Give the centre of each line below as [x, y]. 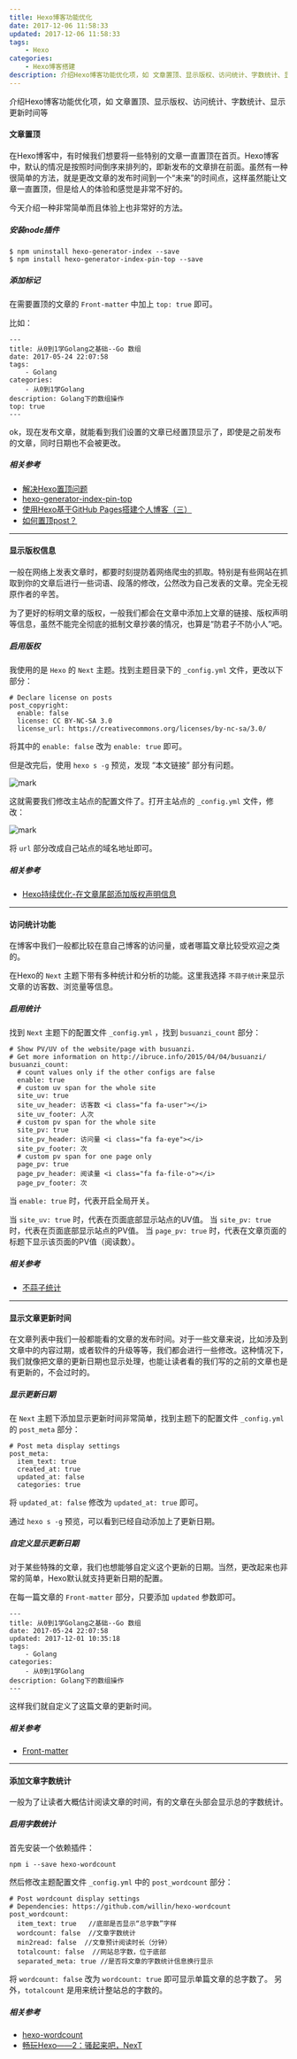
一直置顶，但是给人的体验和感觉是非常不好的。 [102, 189]
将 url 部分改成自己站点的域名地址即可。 [83, 848]
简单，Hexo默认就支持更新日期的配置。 [96, 1578]
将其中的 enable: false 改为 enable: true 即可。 [98, 747]
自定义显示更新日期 [44, 1543]
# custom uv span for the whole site [87, 1088]
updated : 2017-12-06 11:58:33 [65, 34]
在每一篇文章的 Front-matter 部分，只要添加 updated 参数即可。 [125, 1597]
